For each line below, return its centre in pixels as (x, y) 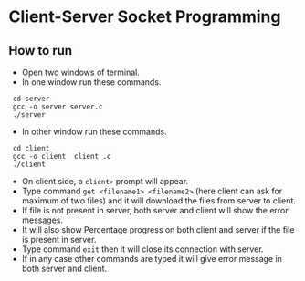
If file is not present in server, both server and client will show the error (155, 210)
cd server (31, 99)
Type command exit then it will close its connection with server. (142, 249)
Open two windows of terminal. (81, 72)
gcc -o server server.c (58, 107)
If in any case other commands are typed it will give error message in (152, 259)
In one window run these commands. (91, 82)
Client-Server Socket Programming (145, 17)
